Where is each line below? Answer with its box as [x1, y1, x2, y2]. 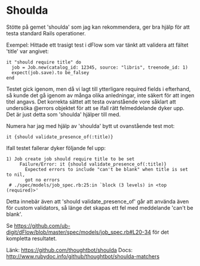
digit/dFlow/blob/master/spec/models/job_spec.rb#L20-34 [6, 228, 151, 236]
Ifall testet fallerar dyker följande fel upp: [6, 144, 106, 151]
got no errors [24, 177, 60, 183]
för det [152, 228, 169, 236]
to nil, [6, 172, 26, 178]
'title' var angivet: [6, 47, 49, 54]
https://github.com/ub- [14, 222, 70, 229]
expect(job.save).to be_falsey [11, 69, 90, 75]
